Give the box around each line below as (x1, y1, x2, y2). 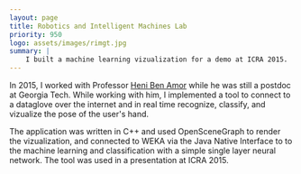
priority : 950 (9, 30, 63, 39)
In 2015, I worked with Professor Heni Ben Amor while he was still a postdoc (9, 80, 291, 90)
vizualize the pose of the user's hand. (9, 109, 150, 119)
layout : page (9, 13, 59, 23)
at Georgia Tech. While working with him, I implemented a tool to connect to (9, 89, 291, 100)
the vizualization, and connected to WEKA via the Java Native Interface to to (9, 136, 293, 146)
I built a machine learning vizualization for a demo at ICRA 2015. (25, 55, 288, 64)
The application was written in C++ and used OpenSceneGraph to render (9, 126, 281, 136)
